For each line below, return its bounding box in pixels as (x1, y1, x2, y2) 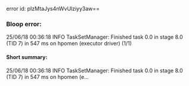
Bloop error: (6, 20, 42, 28)
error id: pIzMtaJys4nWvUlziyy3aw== (6, 5, 100, 12)
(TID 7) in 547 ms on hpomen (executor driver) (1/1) (6, 40, 132, 47)
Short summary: (6, 53, 48, 60)
